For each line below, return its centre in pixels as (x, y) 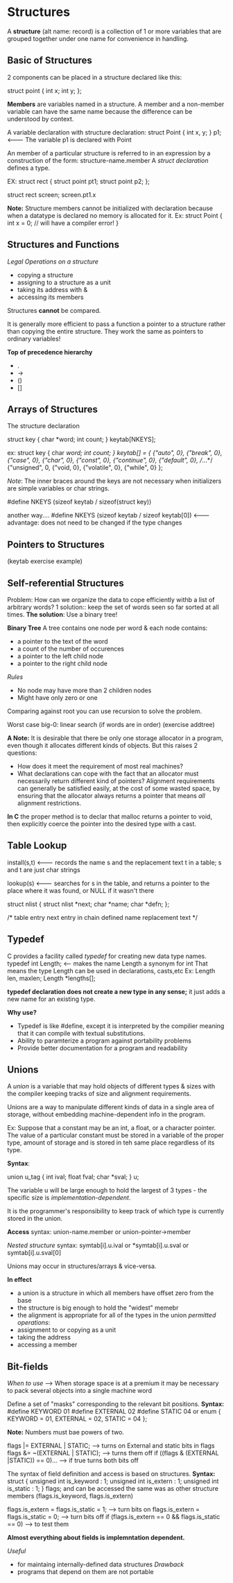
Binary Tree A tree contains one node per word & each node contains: (107, 628)
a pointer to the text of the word (63, 641)
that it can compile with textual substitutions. (81, 1033)
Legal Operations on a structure (53, 262)
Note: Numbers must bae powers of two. (66, 1432)
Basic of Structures (50, 61)
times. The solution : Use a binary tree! (62, 614)
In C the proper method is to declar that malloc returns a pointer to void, (110, 816)
